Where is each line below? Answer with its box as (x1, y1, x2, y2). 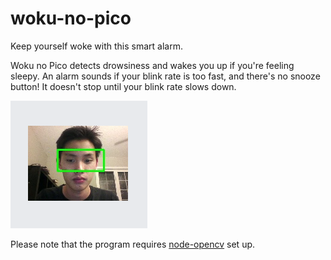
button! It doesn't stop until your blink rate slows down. (10, 80, 237, 92)
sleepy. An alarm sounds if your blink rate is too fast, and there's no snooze (10, 70, 321, 82)
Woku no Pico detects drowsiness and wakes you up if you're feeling (10, 59, 295, 71)
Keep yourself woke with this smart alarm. (10, 40, 183, 52)
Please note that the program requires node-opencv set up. (10, 238, 256, 250)
